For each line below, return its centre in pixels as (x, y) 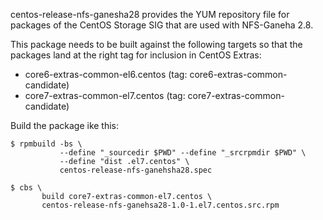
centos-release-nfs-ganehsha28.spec (136, 170)
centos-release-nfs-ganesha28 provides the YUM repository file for (150, 14)
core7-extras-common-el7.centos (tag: (105, 95)
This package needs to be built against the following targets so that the (156, 44)
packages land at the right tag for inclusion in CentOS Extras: (136, 55)
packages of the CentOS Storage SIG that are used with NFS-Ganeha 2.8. (162, 25)
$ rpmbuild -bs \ (46, 144)
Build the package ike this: (65, 125)
